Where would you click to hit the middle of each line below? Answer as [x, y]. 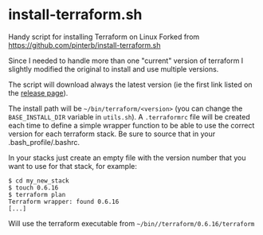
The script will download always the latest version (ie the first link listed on [130, 84]
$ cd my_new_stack [39, 181]
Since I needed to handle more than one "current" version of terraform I [126, 61]
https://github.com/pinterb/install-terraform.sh [84, 45]
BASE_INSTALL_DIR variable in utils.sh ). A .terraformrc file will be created [129, 116]
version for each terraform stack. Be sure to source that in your [112, 134]
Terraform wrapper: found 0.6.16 [64, 202]
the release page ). [38, 92]
